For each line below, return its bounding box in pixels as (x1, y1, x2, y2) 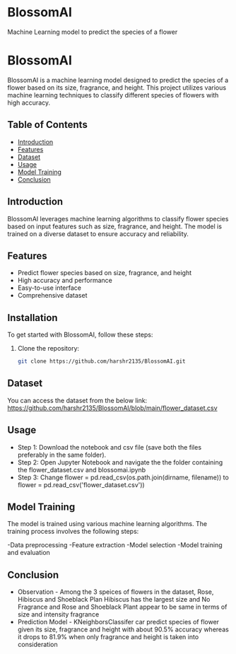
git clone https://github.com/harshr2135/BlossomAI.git (17, 358, 186, 365)
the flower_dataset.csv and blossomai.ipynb (17, 465, 146, 474)
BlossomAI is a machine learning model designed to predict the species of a (7, 76, 229, 84)
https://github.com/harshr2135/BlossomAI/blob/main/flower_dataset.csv (7, 404, 218, 412)
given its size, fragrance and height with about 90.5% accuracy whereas (17, 625, 230, 633)
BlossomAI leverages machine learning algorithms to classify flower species (7, 214, 229, 223)
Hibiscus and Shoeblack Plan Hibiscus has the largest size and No (17, 595, 211, 604)
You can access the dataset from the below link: (7, 396, 148, 404)
